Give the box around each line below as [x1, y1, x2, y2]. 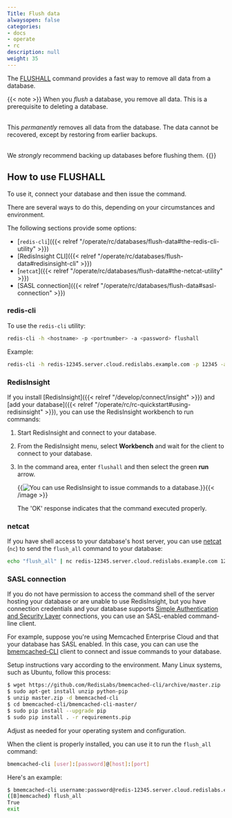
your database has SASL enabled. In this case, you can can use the [7, 640, 199, 648]
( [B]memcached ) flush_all [7, 793, 81, 800]
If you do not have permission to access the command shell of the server [7, 590, 215, 599]
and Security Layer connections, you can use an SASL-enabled [7, 612, 187, 620]
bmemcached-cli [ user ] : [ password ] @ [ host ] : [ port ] [7, 761, 150, 767]
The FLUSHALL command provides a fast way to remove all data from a [7, 74, 211, 82]
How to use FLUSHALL [7, 171, 106, 183]
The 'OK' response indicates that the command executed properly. [17, 504, 207, 512]
